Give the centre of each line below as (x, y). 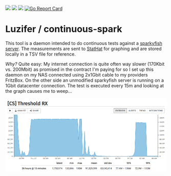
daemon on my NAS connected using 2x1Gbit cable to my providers (77, 74)
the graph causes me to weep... (39, 91)
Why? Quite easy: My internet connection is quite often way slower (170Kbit (85, 64)
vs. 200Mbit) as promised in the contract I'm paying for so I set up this (79, 69)
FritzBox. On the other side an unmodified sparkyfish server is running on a (85, 80)
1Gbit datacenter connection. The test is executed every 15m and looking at (85, 85)
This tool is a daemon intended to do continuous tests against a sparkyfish (84, 43)
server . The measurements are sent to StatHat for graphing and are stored (84, 48)
